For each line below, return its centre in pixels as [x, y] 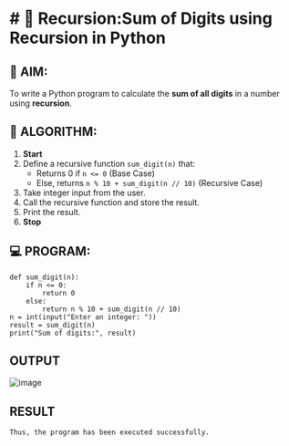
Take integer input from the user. [84, 192]
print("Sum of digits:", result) [73, 333]
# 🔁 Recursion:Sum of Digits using [141, 19]
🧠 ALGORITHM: [53, 132]
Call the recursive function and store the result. [111, 202]
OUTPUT [35, 361]
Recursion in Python [88, 38]
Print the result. [52, 212]
